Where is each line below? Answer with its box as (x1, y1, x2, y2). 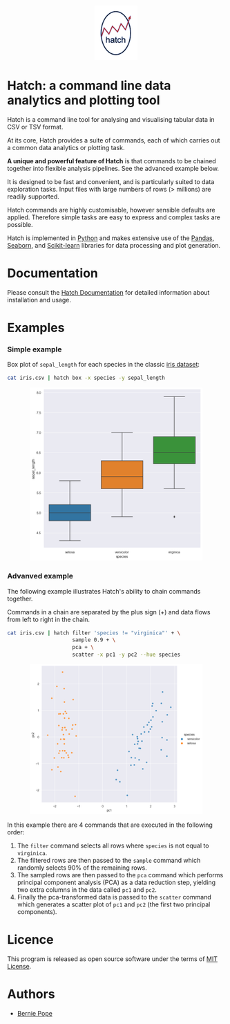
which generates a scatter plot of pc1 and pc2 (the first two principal (17, 900, 211, 908)
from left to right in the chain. (7, 615, 90, 623)
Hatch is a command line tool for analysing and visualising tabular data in (7, 115, 215, 123)
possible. (7, 220, 33, 228)
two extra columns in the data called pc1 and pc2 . (17, 886, 157, 894)
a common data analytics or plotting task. (7, 143, 125, 152)
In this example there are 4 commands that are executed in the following (7, 821, 213, 829)
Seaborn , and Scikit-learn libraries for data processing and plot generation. (7, 241, 221, 249)
